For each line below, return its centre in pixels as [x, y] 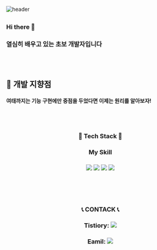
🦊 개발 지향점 [29, 85]
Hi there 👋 [21, 27]
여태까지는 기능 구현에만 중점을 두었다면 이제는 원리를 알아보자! [79, 100]
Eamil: [97, 242]
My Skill [100, 153]
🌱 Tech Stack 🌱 [100, 136]
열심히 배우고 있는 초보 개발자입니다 [54, 44]
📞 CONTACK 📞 [100, 209]
